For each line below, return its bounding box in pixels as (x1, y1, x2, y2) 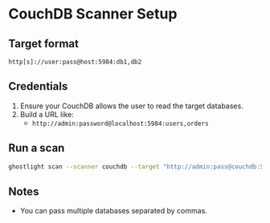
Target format (8, 37, 79, 51)
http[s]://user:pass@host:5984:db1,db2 (8, 58, 142, 66)
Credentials (8, 79, 68, 93)
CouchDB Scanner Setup (8, 5, 178, 23)
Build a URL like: (19, 109, 74, 119)
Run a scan (8, 141, 65, 155)
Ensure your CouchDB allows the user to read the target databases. (19, 101, 243, 111)
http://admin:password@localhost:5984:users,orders (31, 120, 209, 128)
